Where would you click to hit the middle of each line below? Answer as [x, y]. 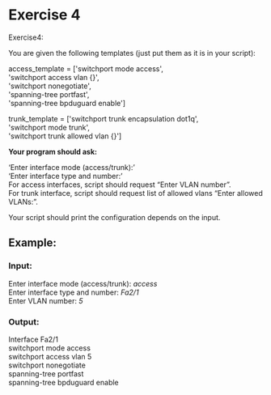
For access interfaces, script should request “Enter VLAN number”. [120, 185]
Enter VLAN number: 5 [46, 300]
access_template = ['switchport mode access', [86, 68]
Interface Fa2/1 [34, 339]
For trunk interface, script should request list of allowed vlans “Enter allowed [135, 193]
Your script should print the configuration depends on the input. [114, 217]
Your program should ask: [53, 151]
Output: [24, 321]
